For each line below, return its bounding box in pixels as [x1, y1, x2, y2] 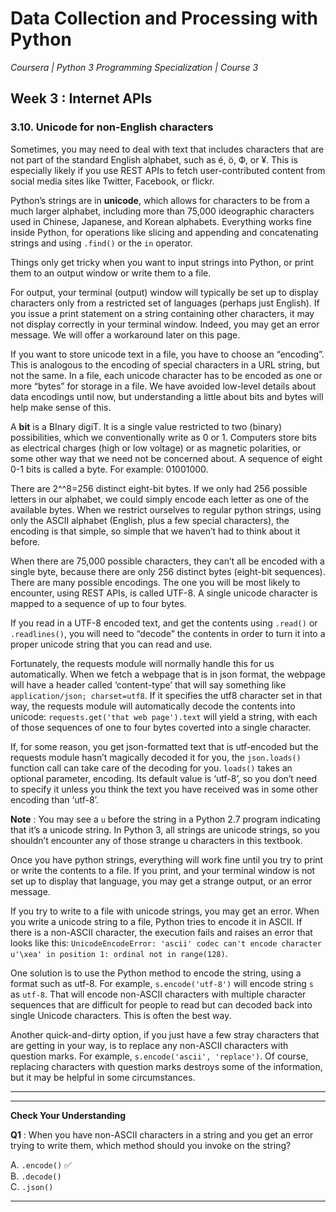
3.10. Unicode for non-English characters [10, 120, 214, 134]
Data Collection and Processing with [10, 7, 319, 30]
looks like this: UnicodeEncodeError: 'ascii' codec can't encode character [10, 937, 322, 949]
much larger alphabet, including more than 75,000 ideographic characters [10, 205, 315, 217]
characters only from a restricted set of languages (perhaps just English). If [10, 297, 320, 309]
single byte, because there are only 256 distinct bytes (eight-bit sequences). [10, 565, 326, 577]
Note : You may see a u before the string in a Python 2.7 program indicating [10, 813, 321, 825]
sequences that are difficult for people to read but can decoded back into [10, 998, 313, 1011]
